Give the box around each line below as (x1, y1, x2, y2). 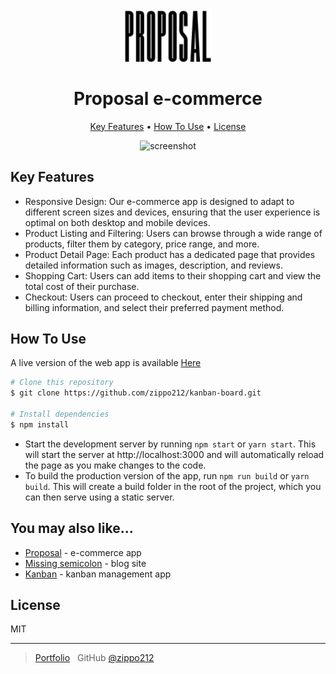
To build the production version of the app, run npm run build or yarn (24, 469, 310, 482)
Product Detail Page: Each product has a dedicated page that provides (24, 248, 316, 260)
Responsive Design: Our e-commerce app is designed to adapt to (24, 195, 295, 207)
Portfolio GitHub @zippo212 (34, 652, 155, 664)
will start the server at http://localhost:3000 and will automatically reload (24, 448, 325, 460)
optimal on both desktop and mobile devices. (24, 216, 211, 228)
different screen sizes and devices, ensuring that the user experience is (24, 206, 321, 218)
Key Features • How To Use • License (89, 120, 247, 132)
